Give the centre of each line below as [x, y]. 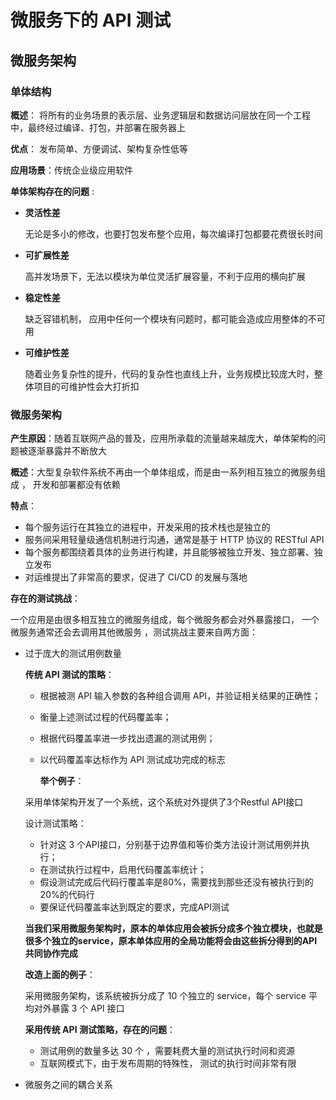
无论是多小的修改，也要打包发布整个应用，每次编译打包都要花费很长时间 [173, 233]
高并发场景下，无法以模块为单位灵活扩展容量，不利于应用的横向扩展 [165, 276]
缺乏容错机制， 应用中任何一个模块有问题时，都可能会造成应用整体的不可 [175, 318]
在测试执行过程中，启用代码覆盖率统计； [123, 870]
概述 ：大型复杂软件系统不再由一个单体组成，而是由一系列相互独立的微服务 [163, 472]
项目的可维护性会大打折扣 [86, 386]
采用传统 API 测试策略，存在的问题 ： [100, 1030]
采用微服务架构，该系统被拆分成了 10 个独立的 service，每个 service [165, 996]
